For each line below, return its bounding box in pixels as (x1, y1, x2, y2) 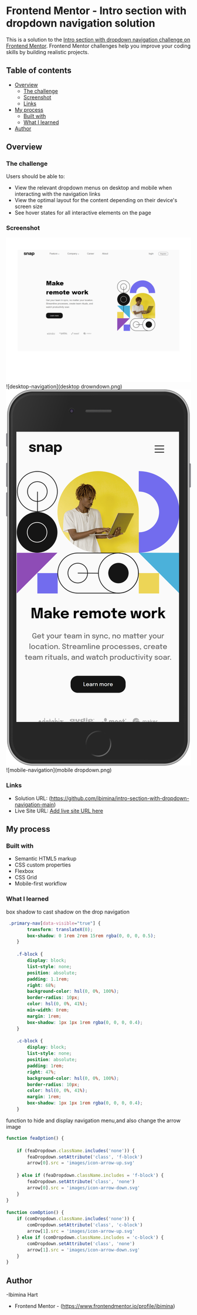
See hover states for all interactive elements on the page (14, 209, 151, 216)
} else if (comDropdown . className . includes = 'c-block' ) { (16, 1234, 164, 1240)
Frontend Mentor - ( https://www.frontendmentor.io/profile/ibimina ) (14, 1303, 175, 1310)
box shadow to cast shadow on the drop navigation (6, 908, 130, 915)
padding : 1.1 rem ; (27, 976, 69, 982)
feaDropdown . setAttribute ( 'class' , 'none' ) (27, 1179, 135, 1185)
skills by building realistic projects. (6, 48, 89, 55)
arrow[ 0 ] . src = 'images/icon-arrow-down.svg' (27, 1184, 141, 1191)
